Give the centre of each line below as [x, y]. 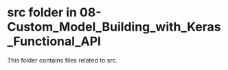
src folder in [42, 13]
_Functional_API [54, 41]
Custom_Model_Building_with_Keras [114, 27]
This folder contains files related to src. [62, 60]
